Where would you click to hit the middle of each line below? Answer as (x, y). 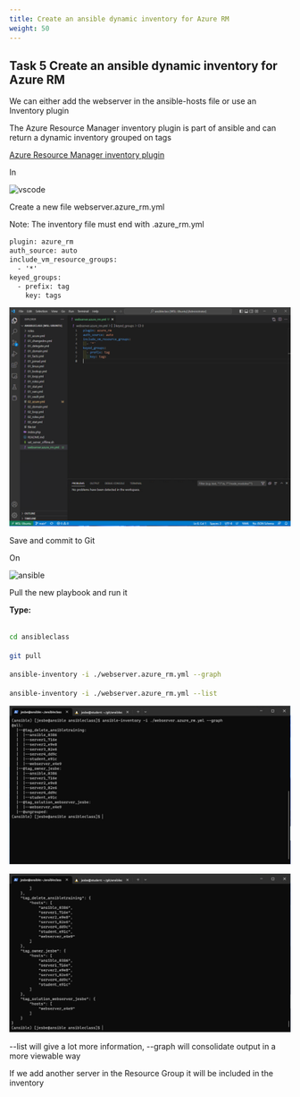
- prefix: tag (43, 287)
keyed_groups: (36, 278)
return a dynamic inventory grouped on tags (91, 138)
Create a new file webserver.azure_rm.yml (87, 207)
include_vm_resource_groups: (63, 260)
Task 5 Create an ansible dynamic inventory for (144, 66)
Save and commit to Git (52, 541)
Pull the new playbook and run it (68, 593)
